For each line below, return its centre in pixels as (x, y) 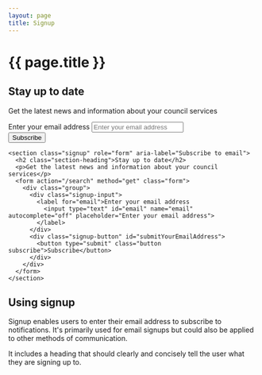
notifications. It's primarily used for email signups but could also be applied (131, 330)
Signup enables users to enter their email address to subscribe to (115, 322)
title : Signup (32, 23)
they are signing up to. (45, 362)
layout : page (30, 15)
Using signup (42, 302)
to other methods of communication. (68, 338)
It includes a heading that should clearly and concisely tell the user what (126, 354)
